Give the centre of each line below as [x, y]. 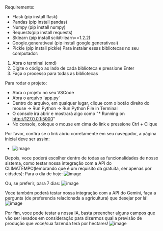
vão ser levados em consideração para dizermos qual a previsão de [74, 218]
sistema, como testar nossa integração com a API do [58, 163]
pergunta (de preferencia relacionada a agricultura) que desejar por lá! [77, 198]
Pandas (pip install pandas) [40, 22]
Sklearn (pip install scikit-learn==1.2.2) [51, 38]
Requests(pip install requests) [42, 32]
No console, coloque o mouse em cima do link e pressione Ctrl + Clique [85, 124]
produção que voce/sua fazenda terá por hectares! [57, 223]
